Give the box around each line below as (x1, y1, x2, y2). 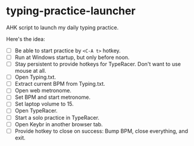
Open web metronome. (14, 87, 71, 94)
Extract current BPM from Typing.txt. (14, 80, 105, 88)
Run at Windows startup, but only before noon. (14, 54, 130, 61)
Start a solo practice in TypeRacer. (14, 114, 100, 121)
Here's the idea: (6, 35, 46, 42)
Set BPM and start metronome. (14, 94, 91, 101)
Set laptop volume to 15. (14, 100, 74, 108)
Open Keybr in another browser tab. (14, 120, 103, 128)
